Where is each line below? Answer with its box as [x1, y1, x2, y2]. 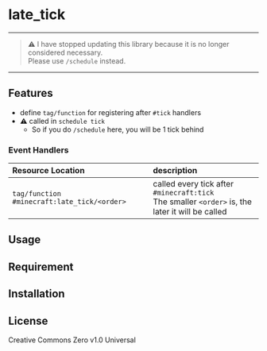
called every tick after [153, 179, 234, 190]
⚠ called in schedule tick [19, 116, 106, 125]
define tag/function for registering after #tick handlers [19, 107, 201, 117]
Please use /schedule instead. [27, 56, 126, 65]
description [153, 165, 198, 176]
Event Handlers [8, 145, 69, 156]
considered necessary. [27, 48, 103, 57]
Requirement [8, 260, 74, 273]
